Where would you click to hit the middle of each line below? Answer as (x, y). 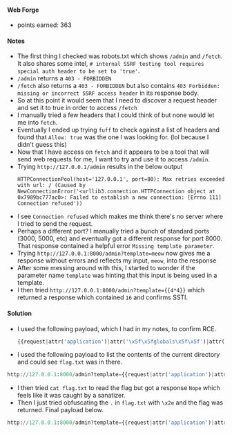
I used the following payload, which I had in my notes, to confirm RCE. (117, 328)
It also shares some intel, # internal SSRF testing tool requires (110, 64)
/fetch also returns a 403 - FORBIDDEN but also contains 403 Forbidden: (118, 86)
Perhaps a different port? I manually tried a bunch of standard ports (113, 231)
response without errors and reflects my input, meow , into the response (117, 260)
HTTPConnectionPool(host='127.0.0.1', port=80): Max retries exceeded (121, 179)
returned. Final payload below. (60, 410)
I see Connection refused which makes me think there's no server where (120, 216)
